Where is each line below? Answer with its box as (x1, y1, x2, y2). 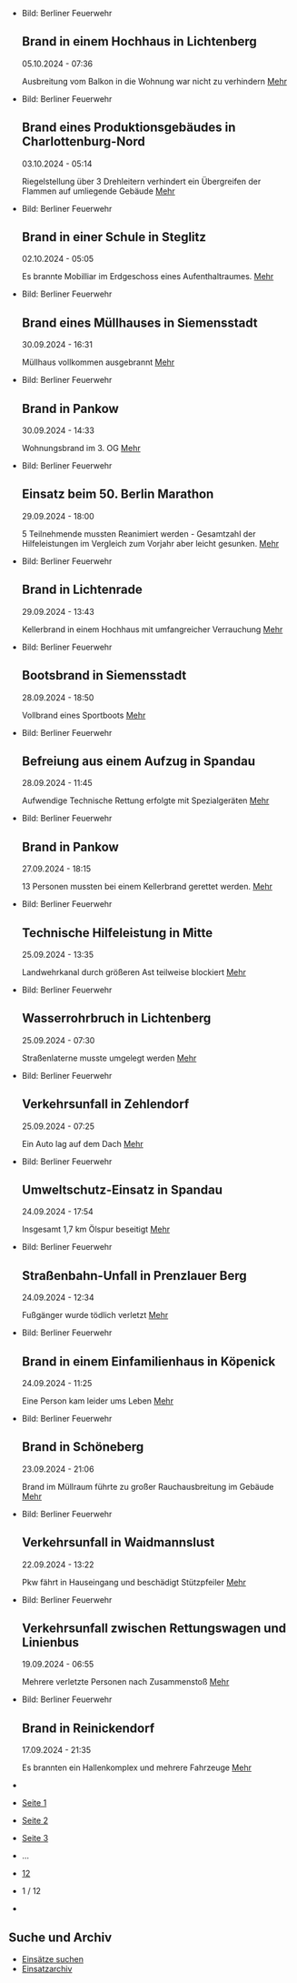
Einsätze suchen (21, 1954, 84, 1965)
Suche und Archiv (8, 1929, 113, 1945)
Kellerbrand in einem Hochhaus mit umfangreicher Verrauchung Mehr (21, 623, 283, 635)
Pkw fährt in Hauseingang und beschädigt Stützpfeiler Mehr (21, 1576, 247, 1587)
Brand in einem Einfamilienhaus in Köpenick (21, 1354, 276, 1369)
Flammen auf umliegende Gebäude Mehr (21, 186, 176, 196)
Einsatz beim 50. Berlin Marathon (21, 487, 214, 502)
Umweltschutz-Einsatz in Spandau (21, 1182, 223, 1197)
